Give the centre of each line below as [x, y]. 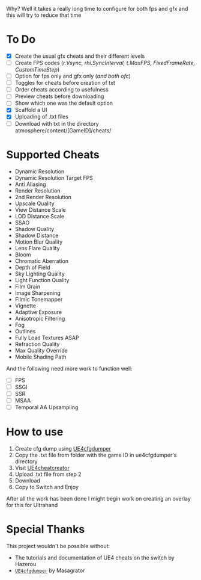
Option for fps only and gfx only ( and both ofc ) [73, 76]
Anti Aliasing [30, 184]
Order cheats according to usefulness [62, 90]
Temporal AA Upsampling [46, 407]
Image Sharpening [38, 293]
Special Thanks [46, 529]
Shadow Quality [34, 229]
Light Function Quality [42, 280]
